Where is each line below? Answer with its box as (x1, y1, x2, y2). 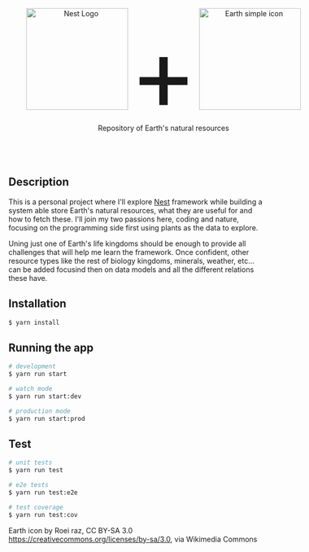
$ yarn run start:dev (8, 392, 82, 401)
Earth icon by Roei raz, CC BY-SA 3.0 (8, 525, 133, 535)
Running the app (8, 340, 94, 354)
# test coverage (8, 503, 63, 511)
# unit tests (8, 458, 53, 467)
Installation (8, 297, 67, 311)
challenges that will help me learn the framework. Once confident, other (8, 247, 250, 256)
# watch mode (8, 385, 53, 393)
